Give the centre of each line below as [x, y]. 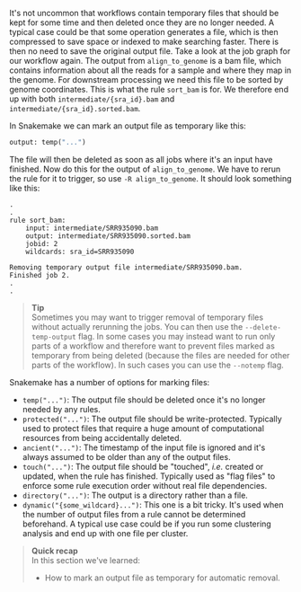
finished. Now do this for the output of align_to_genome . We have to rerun [145, 169]
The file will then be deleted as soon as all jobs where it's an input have [141, 159]
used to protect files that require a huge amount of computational [143, 428]
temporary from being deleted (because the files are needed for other [160, 355]
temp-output [53, 337]
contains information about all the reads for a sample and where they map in [150, 70]
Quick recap [54, 551]
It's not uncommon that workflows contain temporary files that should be [144, 13]
